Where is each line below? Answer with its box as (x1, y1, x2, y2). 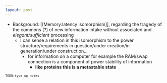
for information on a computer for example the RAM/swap (27, 53, 148, 59)
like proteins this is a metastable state (35, 64, 117, 70)
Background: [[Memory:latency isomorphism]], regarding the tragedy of (12, 21, 162, 27)
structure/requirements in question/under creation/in (20, 42, 130, 48)
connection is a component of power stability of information (27, 58, 152, 64)
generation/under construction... (20, 48, 88, 54)
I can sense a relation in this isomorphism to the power (20, 37, 134, 43)
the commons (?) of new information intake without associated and (12, 26, 152, 33)
